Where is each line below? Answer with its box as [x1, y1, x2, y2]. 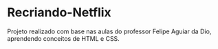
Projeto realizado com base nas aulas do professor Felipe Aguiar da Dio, [7, 27, 212, 35]
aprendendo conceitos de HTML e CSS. [7, 34, 120, 42]
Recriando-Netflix [7, 5, 111, 20]
